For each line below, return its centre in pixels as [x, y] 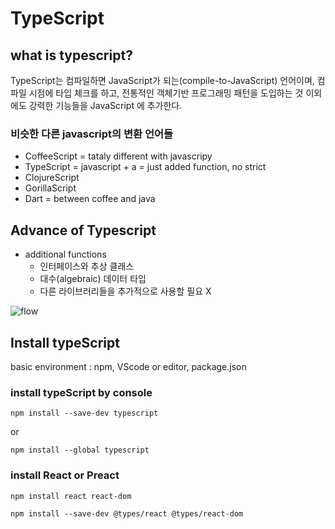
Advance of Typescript [83, 230]
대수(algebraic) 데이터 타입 [93, 279]
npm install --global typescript [80, 450]
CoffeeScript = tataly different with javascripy [118, 156]
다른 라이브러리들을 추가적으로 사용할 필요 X [125, 291]
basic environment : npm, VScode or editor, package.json [128, 366]
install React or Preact [65, 475]
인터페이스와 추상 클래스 [87, 266]
